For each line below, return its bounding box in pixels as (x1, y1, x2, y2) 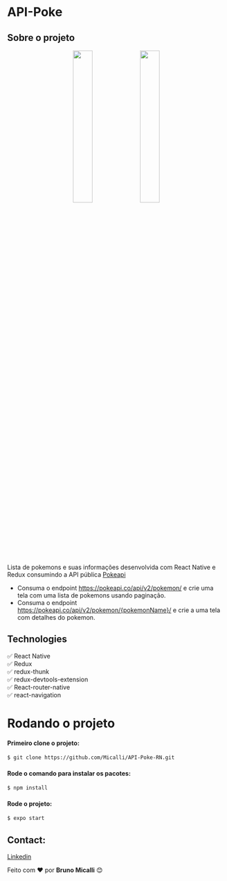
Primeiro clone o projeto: (7, 739, 80, 747)
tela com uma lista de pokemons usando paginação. (17, 591, 166, 600)
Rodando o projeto (7, 715, 116, 731)
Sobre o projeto (7, 32, 75, 44)
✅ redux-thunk (7, 667, 50, 676)
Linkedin (7, 853, 32, 861)
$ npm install (7, 785, 48, 792)
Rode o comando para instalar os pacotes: (7, 769, 131, 777)
